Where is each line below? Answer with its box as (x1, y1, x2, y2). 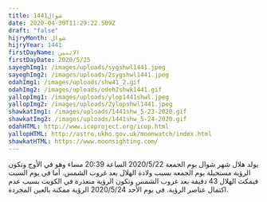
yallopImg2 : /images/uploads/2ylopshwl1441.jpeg (8, 100, 173, 108)
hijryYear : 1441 (8, 41, 62, 49)
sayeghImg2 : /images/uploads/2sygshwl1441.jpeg (8, 71, 170, 79)
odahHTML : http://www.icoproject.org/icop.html (8, 122, 170, 130)
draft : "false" (8, 26, 59, 34)
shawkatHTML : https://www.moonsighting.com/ (8, 137, 159, 146)
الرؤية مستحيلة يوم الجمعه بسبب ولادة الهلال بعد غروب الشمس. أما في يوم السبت (8, 168, 251, 177)
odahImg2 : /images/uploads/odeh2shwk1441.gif (8, 85, 162, 94)
